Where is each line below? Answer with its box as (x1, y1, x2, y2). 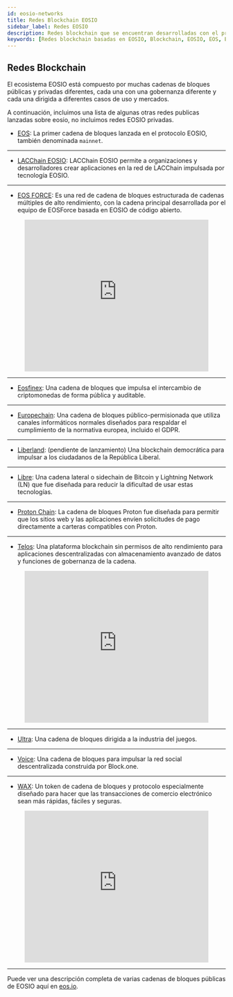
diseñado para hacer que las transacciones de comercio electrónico (17, 789, 212, 798)
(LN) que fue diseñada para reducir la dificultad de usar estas (17, 480, 193, 488)
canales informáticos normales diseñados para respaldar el (17, 418, 187, 427)
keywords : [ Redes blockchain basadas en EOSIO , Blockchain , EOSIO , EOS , (7, 36, 222, 43)
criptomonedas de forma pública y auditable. (17, 391, 146, 399)
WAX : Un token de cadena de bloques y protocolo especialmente (17, 782, 205, 790)
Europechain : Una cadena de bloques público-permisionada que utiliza (17, 411, 221, 419)
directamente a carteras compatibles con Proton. (17, 522, 157, 531)
